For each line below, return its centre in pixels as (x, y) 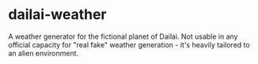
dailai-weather (57, 15)
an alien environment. (44, 53)
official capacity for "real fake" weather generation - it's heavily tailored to (129, 44)
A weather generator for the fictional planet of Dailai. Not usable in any (123, 36)
